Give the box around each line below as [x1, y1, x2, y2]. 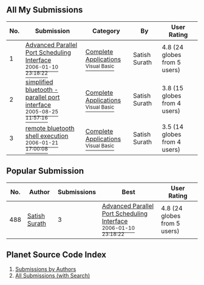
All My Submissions [6, 5, 83, 15]
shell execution [25, 132, 69, 140]
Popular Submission [6, 166, 84, 176]
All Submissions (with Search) [15, 272, 90, 280]
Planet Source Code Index [6, 250, 106, 260]
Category [92, 27, 120, 35]
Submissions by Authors [15, 266, 76, 273]
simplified [25, 78, 53, 86]
